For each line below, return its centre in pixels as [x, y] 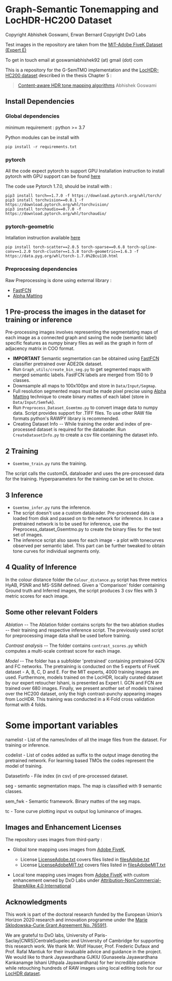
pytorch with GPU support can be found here [53, 176]
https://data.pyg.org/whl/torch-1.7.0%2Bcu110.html [62, 256]
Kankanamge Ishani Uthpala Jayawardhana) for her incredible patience [80, 963]
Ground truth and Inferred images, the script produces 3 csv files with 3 [81, 590]
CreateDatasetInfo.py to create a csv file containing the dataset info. [85, 435]
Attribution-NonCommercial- [131, 880]
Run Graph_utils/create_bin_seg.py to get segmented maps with [82, 369]
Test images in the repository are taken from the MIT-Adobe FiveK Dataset [84, 44]
